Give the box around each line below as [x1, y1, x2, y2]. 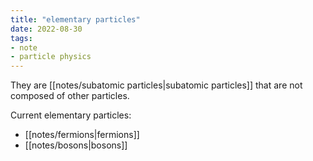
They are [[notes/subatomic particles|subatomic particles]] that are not [10, 79, 303, 91]
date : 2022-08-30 [10, 24, 83, 34]
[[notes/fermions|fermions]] [24, 129, 140, 141]
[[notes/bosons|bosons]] [24, 139, 128, 151]
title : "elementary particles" [10, 14, 141, 25]
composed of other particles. [10, 90, 130, 102]
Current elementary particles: [10, 109, 132, 121]
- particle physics [10, 52, 92, 62]
